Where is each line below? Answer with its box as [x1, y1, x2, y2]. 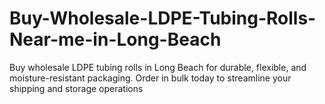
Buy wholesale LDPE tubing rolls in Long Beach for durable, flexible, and [9, 61, 307, 73]
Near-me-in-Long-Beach [9, 28, 222, 51]
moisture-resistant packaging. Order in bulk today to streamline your [9, 72, 292, 84]
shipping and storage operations [9, 82, 144, 94]
